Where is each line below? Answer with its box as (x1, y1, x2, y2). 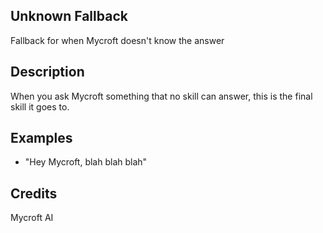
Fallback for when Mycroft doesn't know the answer (10, 34, 225, 46)
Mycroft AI (10, 212, 54, 224)
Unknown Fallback (10, 8, 128, 25)
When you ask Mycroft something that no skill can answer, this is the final (10, 90, 313, 102)
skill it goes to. (10, 100, 70, 113)
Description (10, 64, 85, 81)
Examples (10, 130, 73, 147)
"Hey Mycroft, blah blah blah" (24, 156, 148, 168)
